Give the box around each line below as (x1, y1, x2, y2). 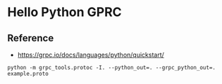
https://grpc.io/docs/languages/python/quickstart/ (17, 50, 164, 59)
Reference (7, 32, 54, 44)
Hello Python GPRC (7, 4, 122, 20)
